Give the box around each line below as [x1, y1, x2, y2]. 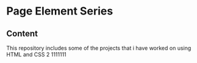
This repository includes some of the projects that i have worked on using [6, 44, 192, 51]
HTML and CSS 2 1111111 [6, 51, 67, 58]
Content [6, 28, 38, 39]
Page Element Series [6, 4, 113, 18]
